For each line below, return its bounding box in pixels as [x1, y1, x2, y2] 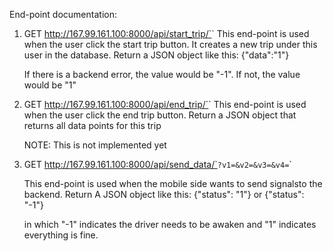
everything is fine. [23, 229, 99, 241]
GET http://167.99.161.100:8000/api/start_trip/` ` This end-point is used [23, 28, 310, 39]
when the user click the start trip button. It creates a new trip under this [23, 39, 318, 50]
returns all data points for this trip [23, 120, 162, 131]
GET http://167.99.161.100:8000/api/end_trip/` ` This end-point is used [23, 99, 307, 110]
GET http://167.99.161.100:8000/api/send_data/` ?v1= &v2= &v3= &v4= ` [23, 159, 292, 170]
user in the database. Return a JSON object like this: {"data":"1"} [23, 49, 290, 61]
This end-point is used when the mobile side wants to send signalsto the [23, 178, 323, 189]
